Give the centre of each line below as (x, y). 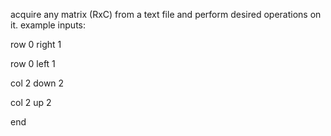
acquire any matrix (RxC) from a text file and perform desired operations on (166, 14)
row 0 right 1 (36, 44)
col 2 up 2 (31, 102)
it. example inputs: (48, 25)
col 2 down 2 (37, 83)
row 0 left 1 (33, 63)
